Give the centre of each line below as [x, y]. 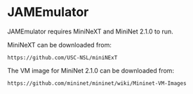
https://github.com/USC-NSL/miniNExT [62, 57]
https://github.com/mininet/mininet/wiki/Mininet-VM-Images [97, 83]
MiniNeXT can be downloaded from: [60, 45]
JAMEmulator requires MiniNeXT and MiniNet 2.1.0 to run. [90, 31]
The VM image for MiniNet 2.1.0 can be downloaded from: [91, 70]
